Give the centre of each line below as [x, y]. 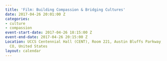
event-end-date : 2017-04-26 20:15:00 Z [46, 37]
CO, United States [29, 46]
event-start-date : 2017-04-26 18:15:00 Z [49, 32]
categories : [17, 19]
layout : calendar [23, 51]
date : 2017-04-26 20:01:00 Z [35, 14]
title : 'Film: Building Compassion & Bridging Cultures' [65, 10]
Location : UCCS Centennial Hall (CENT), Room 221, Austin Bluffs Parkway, [84, 42]
